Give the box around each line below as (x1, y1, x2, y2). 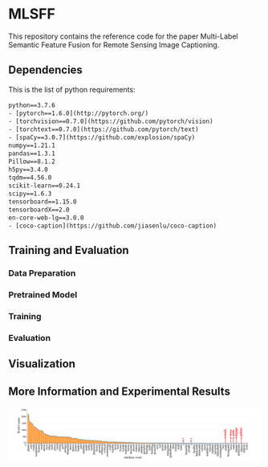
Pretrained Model (8, 289, 78, 300)
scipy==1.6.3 (8, 190, 52, 198)
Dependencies (8, 63, 83, 77)
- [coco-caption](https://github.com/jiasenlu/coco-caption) (8, 222, 217, 230)
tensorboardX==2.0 (8, 206, 70, 214)
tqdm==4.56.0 (8, 174, 52, 182)
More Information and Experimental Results (8, 384, 231, 398)
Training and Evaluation (8, 244, 130, 257)
